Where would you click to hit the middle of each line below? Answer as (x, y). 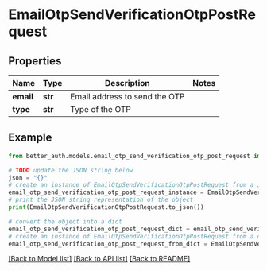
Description (127, 83)
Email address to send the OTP (128, 97)
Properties (35, 61)
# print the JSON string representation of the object (101, 200)
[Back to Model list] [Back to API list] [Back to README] (99, 259)
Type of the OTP (101, 109)
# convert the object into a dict (66, 221)
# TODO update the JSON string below (71, 170)
